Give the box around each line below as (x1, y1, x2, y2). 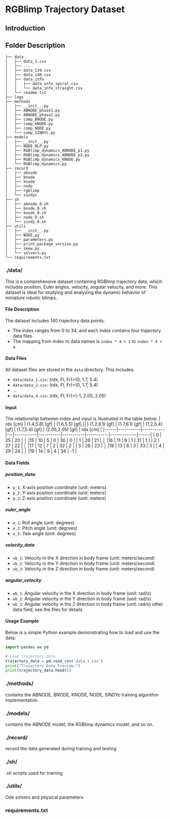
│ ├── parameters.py (5, 237, 53, 242)
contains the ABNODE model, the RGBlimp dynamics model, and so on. (5, 721, 154, 727)
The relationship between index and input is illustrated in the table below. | (5, 416, 161, 422)
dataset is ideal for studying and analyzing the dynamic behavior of (5, 289, 146, 295)
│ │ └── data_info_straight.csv (5, 86, 83, 91)
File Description (5, 306, 40, 313)
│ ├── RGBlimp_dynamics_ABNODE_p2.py (5, 153, 90, 158)
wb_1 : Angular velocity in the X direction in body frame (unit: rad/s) (12, 590, 151, 596)
